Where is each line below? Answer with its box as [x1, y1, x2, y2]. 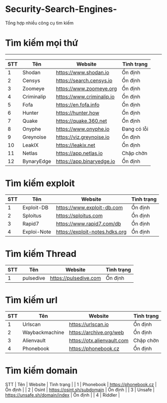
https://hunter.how [56, 109, 99, 116]
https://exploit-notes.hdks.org [56, 228, 127, 235]
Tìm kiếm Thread [5, 248, 77, 259]
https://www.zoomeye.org [56, 85, 117, 92]
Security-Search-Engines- [5, 3, 117, 15]
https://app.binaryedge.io [56, 158, 115, 164]
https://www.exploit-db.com [56, 204, 123, 211]
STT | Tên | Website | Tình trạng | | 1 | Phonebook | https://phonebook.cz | [5, 381, 157, 387]
